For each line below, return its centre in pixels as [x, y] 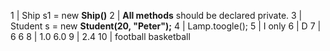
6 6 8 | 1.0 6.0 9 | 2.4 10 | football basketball [100, 36]
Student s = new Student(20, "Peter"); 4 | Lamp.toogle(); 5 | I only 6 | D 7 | [166, 26]
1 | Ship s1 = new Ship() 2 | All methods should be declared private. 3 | [156, 15]
